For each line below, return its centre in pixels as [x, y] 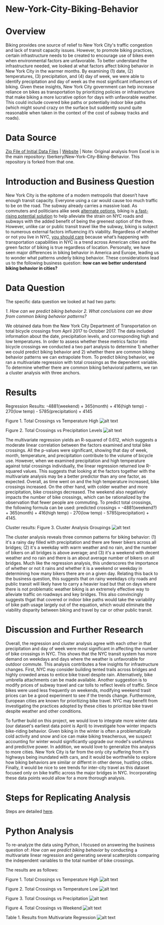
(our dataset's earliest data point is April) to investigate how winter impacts [81, 726]
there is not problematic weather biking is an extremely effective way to [77, 589]
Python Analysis [40, 831]
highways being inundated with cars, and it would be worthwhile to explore [81, 757]
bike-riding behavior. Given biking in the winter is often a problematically [78, 731]
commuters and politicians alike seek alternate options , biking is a [72, 211]
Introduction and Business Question [80, 182]
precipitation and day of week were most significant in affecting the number [82, 648]
